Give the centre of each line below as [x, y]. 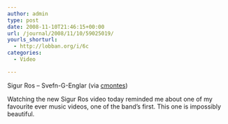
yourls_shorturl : [33, 40]
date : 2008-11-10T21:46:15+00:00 [56, 27]
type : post [23, 20]
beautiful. [21, 113]
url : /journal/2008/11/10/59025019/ [60, 33]
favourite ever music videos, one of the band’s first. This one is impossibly [114, 106]
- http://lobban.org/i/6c [51, 46]
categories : [24, 53]
